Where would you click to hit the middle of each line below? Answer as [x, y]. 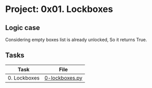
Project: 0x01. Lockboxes [59, 9]
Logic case [23, 28]
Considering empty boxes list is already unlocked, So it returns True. [76, 39]
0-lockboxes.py [63, 77]
